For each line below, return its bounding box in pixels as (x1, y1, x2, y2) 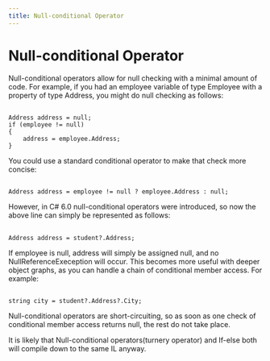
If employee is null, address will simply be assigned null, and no (8, 247, 219, 258)
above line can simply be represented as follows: (8, 210, 171, 220)
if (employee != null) (8, 120, 85, 129)
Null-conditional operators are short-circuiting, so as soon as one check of (8, 311, 256, 321)
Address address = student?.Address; (8, 234, 135, 242)
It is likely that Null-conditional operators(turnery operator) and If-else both (8, 335, 258, 345)
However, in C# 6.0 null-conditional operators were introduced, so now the (8, 202, 256, 212)
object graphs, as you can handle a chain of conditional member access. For (8, 265, 263, 275)
